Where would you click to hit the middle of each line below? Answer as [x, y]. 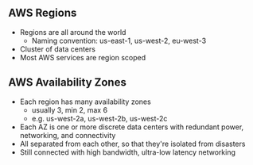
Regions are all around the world [73, 32]
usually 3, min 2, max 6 [70, 109]
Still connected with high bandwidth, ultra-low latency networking [128, 152]
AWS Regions [43, 13]
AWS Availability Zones [68, 82]
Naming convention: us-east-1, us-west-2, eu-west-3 [119, 40]
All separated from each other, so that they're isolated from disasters [132, 144]
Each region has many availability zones [85, 102]
